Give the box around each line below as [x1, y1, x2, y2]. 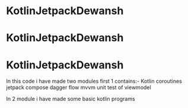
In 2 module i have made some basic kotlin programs [6, 96, 135, 103]
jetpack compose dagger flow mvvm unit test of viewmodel [6, 84, 151, 91]
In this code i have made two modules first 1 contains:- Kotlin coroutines [6, 78, 182, 85]
